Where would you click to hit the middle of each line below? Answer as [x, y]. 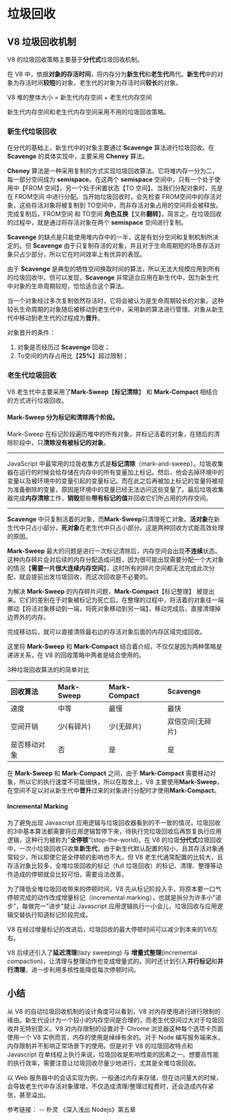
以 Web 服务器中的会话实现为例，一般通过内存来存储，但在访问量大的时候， [114, 1077]
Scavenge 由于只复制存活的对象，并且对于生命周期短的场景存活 [123, 246]
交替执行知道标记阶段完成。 [52, 915]
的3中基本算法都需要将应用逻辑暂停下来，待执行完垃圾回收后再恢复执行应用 [114, 831]
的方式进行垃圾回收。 [37, 400]
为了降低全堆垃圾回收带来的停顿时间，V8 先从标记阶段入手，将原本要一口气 [114, 889]
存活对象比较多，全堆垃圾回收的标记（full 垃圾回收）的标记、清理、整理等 [112, 865]
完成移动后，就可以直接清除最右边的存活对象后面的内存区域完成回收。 [107, 632]
